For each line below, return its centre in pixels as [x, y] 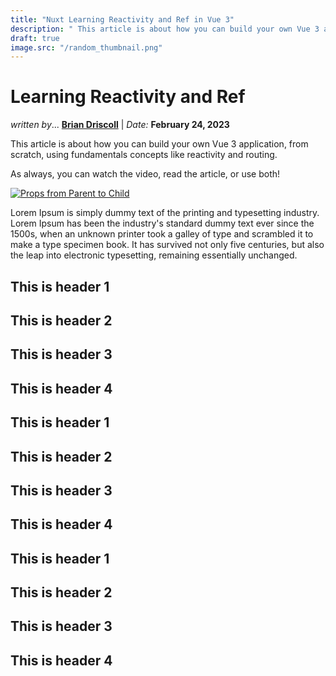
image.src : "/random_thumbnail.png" [86, 47]
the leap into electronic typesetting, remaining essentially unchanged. [154, 255]
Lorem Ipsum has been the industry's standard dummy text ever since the [162, 223]
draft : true [35, 38]
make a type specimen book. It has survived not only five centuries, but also [167, 245]
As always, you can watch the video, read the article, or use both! [145, 174]
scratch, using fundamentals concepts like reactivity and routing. [144, 155]
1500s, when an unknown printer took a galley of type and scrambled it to [162, 234]
